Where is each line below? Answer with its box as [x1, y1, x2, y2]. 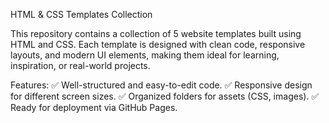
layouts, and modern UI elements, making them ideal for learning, [10, 49, 280, 61]
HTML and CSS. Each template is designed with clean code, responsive [10, 39, 306, 50]
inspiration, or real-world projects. [10, 60, 151, 71]
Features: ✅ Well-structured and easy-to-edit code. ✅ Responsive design [10, 79, 313, 91]
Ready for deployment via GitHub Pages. [10, 102, 178, 113]
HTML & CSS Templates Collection [10, 9, 153, 20]
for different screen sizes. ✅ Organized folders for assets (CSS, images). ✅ [10, 90, 320, 102]
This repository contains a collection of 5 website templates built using [10, 28, 302, 39]
